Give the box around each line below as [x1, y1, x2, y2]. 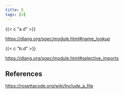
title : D [5, 7, 24, 13]
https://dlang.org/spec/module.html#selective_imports [5, 55, 119, 61]
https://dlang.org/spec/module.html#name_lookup [5, 36, 110, 42]
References [5, 69, 43, 78]
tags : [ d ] [5, 12, 26, 17]
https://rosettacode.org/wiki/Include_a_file [5, 83, 94, 89]
